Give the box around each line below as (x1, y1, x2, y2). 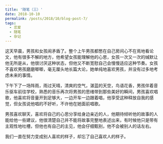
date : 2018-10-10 (5, 12, 40, 16)
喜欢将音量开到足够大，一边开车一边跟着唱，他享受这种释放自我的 (17, 95, 149, 100)
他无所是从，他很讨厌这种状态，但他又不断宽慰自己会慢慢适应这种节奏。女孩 (5, 60, 158, 66)
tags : (5, 20, 16, 26)
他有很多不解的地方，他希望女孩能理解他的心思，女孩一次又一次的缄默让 (13, 54, 158, 60)
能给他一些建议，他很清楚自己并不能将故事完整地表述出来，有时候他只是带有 (5, 117, 158, 123)
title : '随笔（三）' (5, 7, 43, 12)
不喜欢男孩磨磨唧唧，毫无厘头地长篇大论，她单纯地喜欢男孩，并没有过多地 (5, 66, 154, 72)
